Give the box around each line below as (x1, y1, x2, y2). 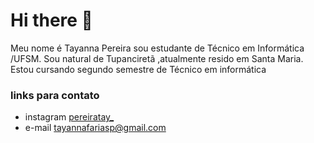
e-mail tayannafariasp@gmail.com (24, 122, 167, 134)
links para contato (10, 88, 100, 102)
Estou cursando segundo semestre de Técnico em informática (10, 63, 267, 75)
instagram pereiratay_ (24, 111, 115, 123)
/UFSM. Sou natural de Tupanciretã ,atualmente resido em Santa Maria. (10, 52, 304, 64)
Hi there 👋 (10, 9, 93, 32)
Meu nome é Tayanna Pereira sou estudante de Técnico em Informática (10, 42, 305, 54)
